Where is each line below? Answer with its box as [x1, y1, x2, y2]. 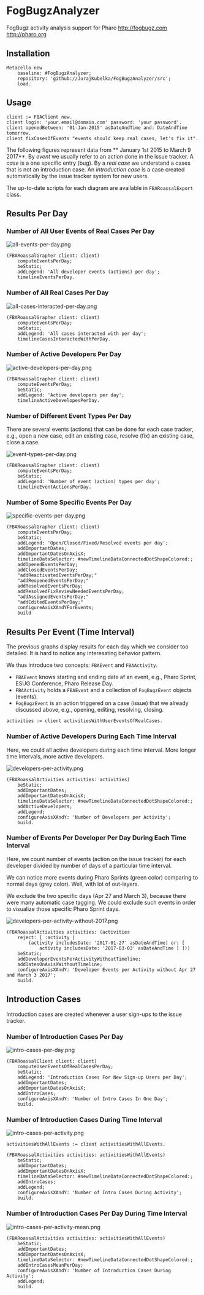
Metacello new [6, 65, 43, 71]
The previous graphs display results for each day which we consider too [6, 643, 189, 650]
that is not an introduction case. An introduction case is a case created [6, 165, 185, 173]
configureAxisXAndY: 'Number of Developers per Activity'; [17, 814, 172, 821]
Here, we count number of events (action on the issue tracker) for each [6, 855, 186, 862]
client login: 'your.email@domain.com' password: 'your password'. [6, 119, 183, 125]
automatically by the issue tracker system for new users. [6, 172, 149, 179]
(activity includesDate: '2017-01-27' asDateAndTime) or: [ [28, 940, 185, 946]
